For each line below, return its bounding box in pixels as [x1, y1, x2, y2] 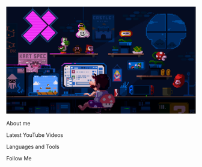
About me [6, 119, 31, 127]
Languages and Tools [6, 143, 60, 150]
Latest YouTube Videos [6, 131, 64, 139]
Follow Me [6, 154, 32, 162]
